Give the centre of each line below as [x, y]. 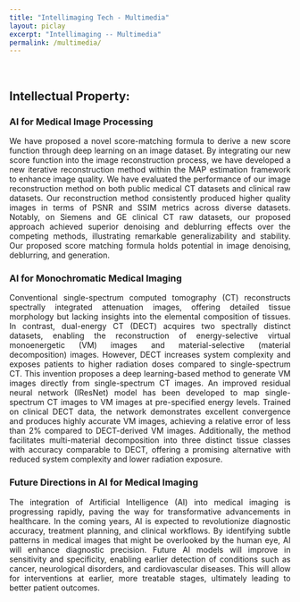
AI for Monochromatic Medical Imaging [96, 278]
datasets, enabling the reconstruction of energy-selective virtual [150, 335]
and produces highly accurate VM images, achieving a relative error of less [150, 421]
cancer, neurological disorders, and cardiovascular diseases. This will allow [150, 568]
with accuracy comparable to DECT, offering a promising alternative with [150, 450]
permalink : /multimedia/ [55, 42]
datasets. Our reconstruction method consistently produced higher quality [150, 198]
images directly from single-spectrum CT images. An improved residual [150, 383]
